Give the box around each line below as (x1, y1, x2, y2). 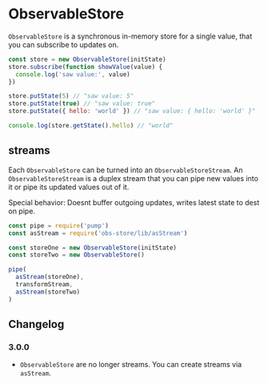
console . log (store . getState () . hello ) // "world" (8, 122, 174, 130)
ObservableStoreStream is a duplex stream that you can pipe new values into (8, 173, 258, 183)
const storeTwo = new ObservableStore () (8, 251, 146, 259)
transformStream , (15, 281, 74, 289)
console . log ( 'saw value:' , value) (15, 70, 130, 79)
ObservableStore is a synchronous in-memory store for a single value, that (8, 31, 253, 41)
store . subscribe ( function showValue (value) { (8, 63, 162, 71)
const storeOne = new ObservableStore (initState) (8, 244, 178, 252)
